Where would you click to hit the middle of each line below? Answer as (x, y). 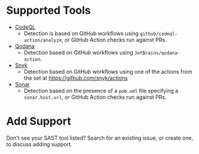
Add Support (39, 121)
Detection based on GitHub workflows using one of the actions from (108, 71)
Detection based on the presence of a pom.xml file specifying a (101, 90)
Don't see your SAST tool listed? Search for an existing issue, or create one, (100, 138)
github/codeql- (159, 34)
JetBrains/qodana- (157, 53)
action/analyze (43, 40)
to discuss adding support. (39, 144)
